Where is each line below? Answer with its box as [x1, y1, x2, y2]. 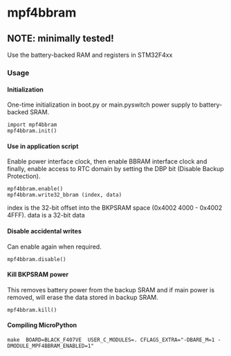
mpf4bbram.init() [7, 127, 57, 134]
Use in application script [7, 142, 79, 150]
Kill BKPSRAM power [7, 270, 69, 278]
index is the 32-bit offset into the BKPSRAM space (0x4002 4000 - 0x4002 [7, 204, 223, 212]
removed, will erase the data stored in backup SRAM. [7, 293, 158, 301]
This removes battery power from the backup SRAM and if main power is [7, 285, 215, 294]
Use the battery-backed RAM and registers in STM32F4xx [7, 51, 173, 59]
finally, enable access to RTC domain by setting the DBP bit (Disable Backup [7, 165, 225, 173]
